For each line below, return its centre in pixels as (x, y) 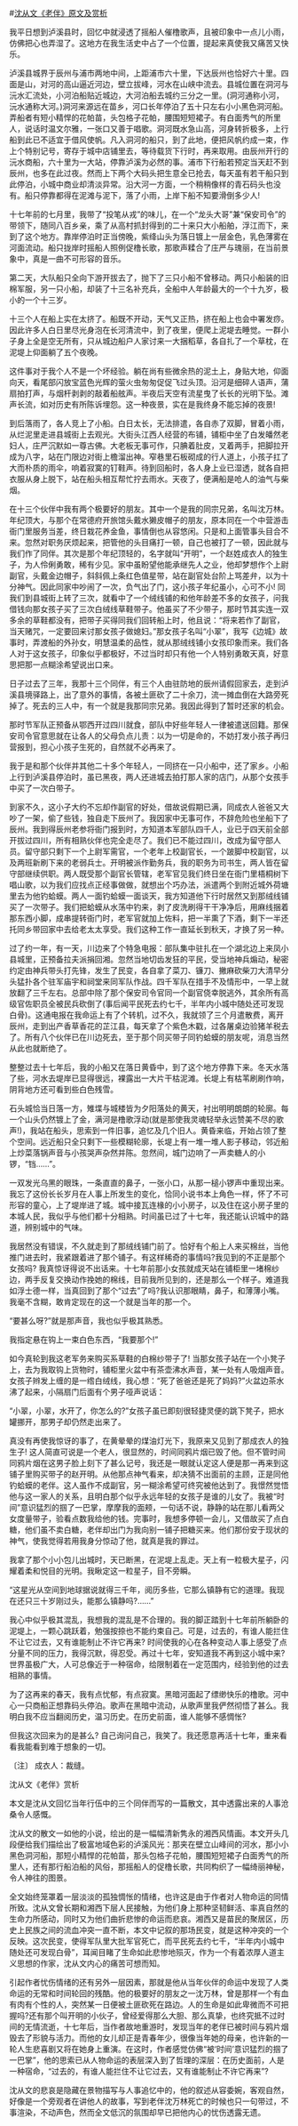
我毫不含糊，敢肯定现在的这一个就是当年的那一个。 (102, 1302)
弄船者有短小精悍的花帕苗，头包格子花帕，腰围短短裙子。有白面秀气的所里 (145, 117)
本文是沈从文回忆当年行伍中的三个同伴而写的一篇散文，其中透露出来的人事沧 (149, 1803)
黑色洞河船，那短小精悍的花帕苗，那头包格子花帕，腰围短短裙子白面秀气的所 (149, 1856)
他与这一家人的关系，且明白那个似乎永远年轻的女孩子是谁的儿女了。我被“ (143, 1496)
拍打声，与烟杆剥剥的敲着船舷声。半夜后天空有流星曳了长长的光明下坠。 (149, 393)
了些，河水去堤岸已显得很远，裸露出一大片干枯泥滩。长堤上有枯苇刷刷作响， (149, 1078)
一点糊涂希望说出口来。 (75, 664)
